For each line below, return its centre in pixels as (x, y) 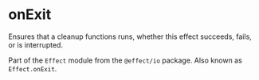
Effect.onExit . (33, 68)
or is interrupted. (36, 44)
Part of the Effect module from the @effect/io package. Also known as (126, 60)
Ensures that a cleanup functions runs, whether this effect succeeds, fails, (130, 36)
